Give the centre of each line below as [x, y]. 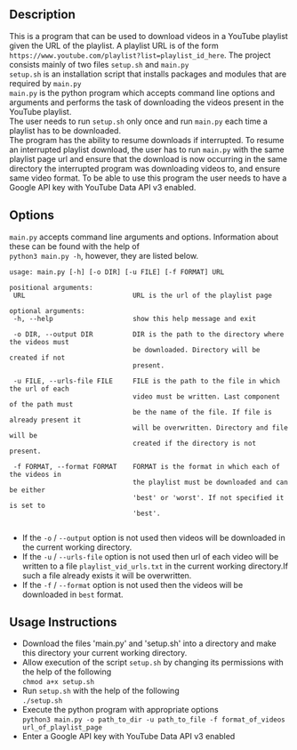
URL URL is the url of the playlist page [143, 295]
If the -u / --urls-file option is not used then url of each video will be [150, 556]
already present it [45, 420]
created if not [37, 358]
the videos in [36, 474]
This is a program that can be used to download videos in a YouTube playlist [149, 36]
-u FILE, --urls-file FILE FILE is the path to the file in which [146, 381]
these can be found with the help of [75, 246]
